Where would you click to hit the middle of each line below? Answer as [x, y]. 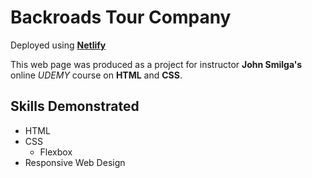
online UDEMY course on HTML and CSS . [96, 75]
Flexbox [56, 152]
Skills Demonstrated [75, 106]
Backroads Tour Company [121, 17]
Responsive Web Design [75, 162]
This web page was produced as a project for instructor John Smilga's [156, 64]
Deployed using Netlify [58, 45]
